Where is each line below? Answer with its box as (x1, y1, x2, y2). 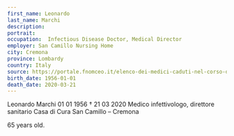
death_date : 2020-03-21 (7, 81, 77, 88)
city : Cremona (7, 49, 49, 56)
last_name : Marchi (7, 17, 61, 24)
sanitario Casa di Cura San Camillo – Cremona (7, 108, 139, 116)
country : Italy (7, 62, 52, 69)
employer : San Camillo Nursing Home (7, 42, 114, 49)
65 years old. (7, 121, 45, 129)
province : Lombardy (7, 56, 64, 62)
